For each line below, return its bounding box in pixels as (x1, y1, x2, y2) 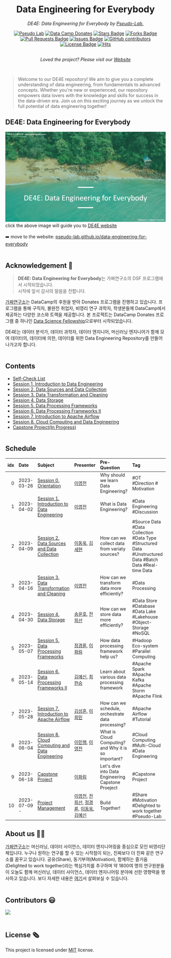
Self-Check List (12, 375, 46, 381)
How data (100, 637, 121, 643)
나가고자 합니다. (5, 342, 37, 348)
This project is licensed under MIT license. (5, 947, 94, 953)
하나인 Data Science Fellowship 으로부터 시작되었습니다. (20, 318, 133, 324)
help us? (100, 653, 118, 660)
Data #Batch (132, 556, 158, 562)
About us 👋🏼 (5, 829, 45, 838)
